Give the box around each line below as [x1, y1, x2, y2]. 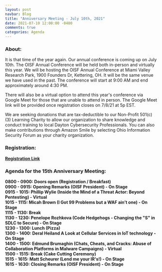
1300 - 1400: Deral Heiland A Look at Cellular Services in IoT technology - [5, 230, 156, 236]
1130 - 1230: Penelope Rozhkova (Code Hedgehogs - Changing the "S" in [5, 215, 155, 221]
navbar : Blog [5, 12, 32, 17]
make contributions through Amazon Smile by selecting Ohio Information [5, 127, 150, 133]
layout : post [5, 7, 32, 12]
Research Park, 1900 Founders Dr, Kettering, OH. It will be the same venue [5, 72, 154, 78]
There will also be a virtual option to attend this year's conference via [5, 92, 143, 98]
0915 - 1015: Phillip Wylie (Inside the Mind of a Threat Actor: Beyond [5, 189, 145, 195]
